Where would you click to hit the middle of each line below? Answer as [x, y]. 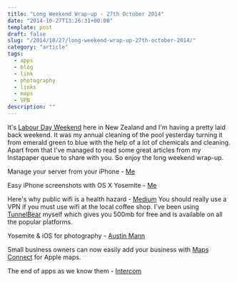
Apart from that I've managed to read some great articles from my [104, 150]
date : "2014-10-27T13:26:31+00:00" [60, 21]
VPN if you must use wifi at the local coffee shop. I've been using [104, 206]
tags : [15, 54]
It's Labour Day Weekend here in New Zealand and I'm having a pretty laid [117, 127]
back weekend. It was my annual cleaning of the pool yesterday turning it [115, 135]
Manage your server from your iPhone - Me [71, 171]
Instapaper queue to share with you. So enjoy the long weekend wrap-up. [116, 157]
